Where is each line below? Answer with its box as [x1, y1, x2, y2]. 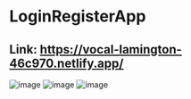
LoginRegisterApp [9, 6, 146, 27]
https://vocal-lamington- [39, 42, 183, 57]
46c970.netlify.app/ [9, 55, 124, 70]
